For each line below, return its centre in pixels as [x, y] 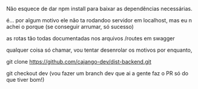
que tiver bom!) [25, 80]
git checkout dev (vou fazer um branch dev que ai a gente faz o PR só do [97, 73]
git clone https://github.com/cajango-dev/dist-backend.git [79, 62]
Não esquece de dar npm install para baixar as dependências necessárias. [99, 9]
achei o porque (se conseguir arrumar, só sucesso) [70, 27]
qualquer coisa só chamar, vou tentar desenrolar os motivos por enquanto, [99, 50]
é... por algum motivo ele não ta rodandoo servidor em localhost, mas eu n [99, 20]
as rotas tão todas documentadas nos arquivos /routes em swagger [91, 38]
